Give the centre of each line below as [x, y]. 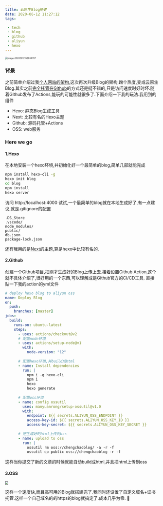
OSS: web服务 [26, 129]
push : [15, 307]
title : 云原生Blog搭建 [26, 10]
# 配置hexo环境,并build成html [46, 361]
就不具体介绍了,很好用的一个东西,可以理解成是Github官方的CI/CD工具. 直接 [80, 278]
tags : [10, 19]
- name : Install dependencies [48, 366]
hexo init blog [20, 179]
